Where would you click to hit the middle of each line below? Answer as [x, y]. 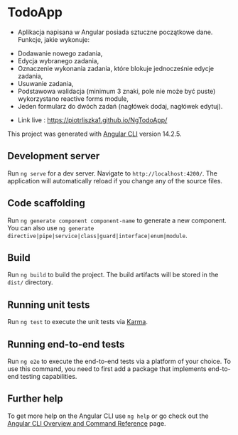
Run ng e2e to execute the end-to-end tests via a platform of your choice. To [119, 361]
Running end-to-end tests [66, 344]
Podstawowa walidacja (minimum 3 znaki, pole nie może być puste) [117, 91]
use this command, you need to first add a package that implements [107, 369]
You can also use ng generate [51, 227]
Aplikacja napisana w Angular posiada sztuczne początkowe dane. [115, 32]
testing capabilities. [49, 376]
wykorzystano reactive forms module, [73, 98]
